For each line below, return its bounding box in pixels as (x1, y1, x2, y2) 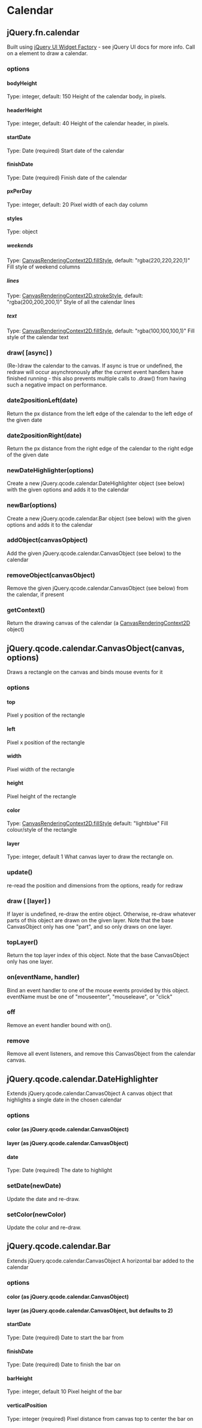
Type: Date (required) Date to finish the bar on (7, 1361, 121, 1368)
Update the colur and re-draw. (7, 1224, 82, 1231)
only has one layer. (7, 958, 53, 965)
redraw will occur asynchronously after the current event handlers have (7, 369, 183, 376)
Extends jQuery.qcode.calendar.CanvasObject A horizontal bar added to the (7, 1257, 194, 1264)
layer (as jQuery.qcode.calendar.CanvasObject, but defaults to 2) (7, 1307, 173, 1314)
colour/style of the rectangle (7, 826, 77, 834)
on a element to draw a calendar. (7, 50, 88, 57)
